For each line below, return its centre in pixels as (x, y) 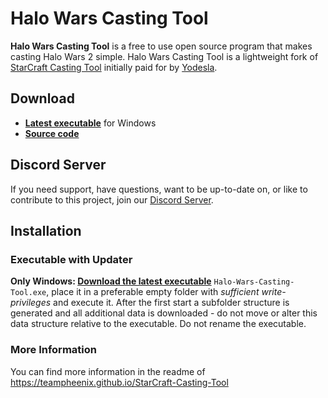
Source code (52, 133)
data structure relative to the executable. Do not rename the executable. (158, 324)
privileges (31, 303)
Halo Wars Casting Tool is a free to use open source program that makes (161, 46)
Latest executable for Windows (90, 123)
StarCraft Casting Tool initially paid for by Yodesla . (114, 67)
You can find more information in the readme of (108, 371)
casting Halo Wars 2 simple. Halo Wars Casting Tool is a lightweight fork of (164, 56)
